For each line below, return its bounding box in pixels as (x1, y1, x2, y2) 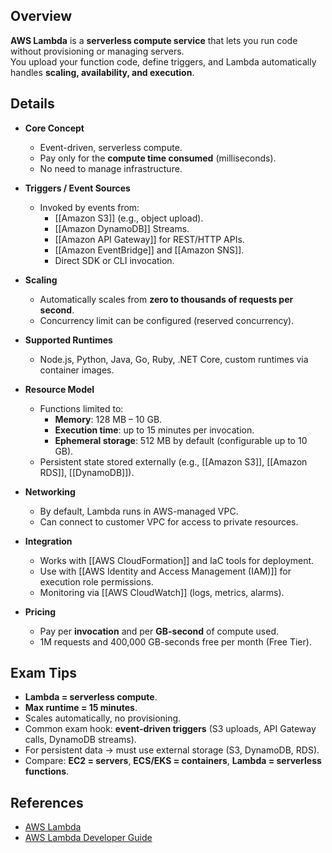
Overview (10, 8, 73, 25)
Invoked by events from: (39, 201, 140, 213)
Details (10, 95, 55, 113)
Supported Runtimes (24, 334, 113, 346)
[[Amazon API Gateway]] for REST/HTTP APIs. (54, 233, 245, 245)
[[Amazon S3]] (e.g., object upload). (54, 212, 204, 224)
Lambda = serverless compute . (24, 691, 158, 703)
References (10, 794, 84, 811)
